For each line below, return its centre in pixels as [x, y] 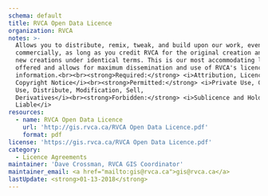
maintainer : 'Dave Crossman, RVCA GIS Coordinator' [96, 165]
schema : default [35, 16]
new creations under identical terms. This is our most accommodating [135, 61]
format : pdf [42, 134]
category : [25, 150]
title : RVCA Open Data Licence [60, 23]
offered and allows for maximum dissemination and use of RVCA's [126, 68]
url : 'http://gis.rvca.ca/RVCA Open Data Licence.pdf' [116, 127]
